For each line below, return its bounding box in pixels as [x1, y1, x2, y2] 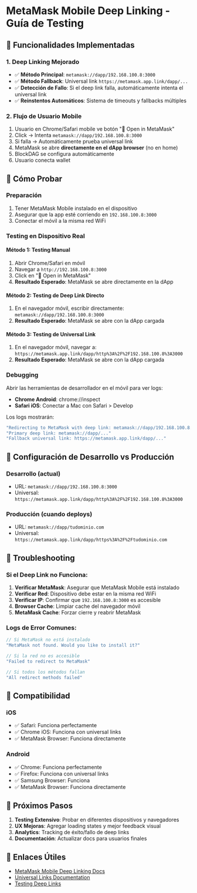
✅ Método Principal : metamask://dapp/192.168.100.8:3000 [14, 71, 155, 78]
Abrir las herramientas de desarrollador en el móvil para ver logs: [6, 384, 163, 392]
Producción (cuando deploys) [6, 510, 93, 518]
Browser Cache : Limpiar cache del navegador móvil [14, 603, 141, 610]
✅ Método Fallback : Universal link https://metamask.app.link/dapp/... [14, 78, 189, 85]
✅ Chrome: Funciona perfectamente [14, 763, 103, 771]
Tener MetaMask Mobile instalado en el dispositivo [14, 205, 138, 212]
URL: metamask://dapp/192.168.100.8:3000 [14, 483, 117, 490]
